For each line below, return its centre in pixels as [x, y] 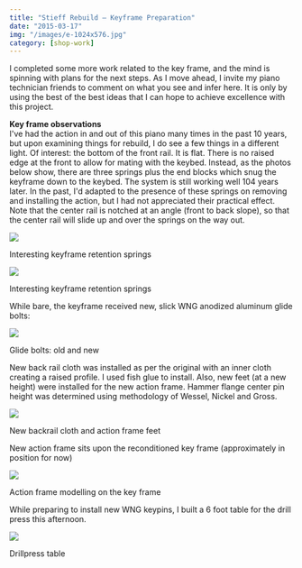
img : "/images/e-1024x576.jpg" [68, 34]
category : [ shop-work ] [52, 43]
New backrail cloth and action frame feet [85, 431]
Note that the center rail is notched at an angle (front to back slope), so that [150, 211]
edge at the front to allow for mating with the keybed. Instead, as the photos [150, 162]
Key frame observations [55, 124]
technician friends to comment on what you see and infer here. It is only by [148, 87]
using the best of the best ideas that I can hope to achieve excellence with [147, 97]
